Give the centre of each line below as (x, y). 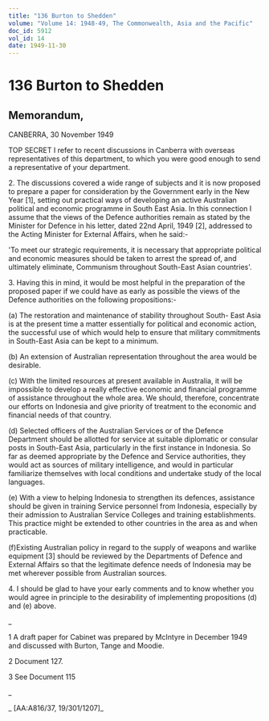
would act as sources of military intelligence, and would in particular (121, 465)
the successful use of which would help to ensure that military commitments (134, 333)
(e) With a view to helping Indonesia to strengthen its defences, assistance (132, 498)
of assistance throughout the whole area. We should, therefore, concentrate (134, 398)
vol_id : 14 (26, 38)
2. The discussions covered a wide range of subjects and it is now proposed (134, 183)
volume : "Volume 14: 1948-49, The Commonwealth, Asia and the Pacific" (130, 23)
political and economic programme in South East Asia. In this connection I (130, 209)
